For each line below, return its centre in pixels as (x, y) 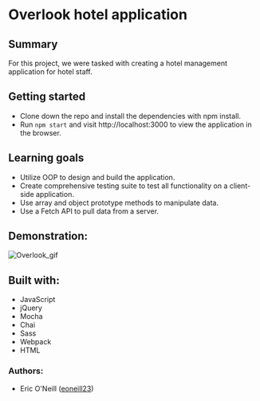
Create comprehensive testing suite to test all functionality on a (124, 186)
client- (240, 186)
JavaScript (37, 300)
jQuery (31, 308)
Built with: (34, 280)
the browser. (40, 132)
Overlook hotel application (98, 15)
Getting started (47, 97)
